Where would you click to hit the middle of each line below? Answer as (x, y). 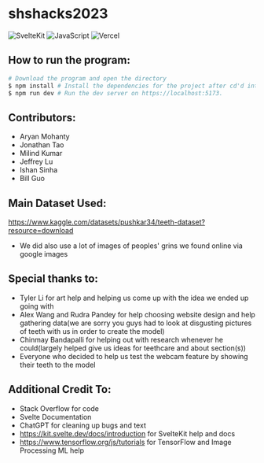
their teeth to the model (57, 365)
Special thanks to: (53, 279)
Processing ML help (52, 450)
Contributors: (42, 118)
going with (37, 306)
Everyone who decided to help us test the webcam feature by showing (134, 356)
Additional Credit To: (60, 389)
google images (44, 254)
